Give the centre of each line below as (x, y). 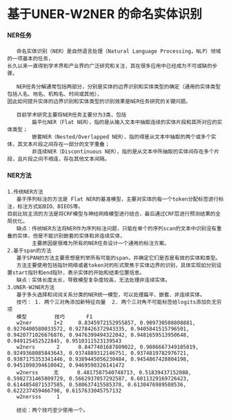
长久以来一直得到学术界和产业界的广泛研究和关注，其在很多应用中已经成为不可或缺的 (110, 66)
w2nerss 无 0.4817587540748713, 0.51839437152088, (104, 372)
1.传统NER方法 (25, 192)
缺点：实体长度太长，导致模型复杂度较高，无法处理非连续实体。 (93, 280)
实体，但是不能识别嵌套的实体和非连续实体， (71, 236)
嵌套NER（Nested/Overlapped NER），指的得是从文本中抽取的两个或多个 (122, 137)
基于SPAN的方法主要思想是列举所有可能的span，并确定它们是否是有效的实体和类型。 (118, 258)
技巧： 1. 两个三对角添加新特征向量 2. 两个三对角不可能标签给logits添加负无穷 (119, 302)
